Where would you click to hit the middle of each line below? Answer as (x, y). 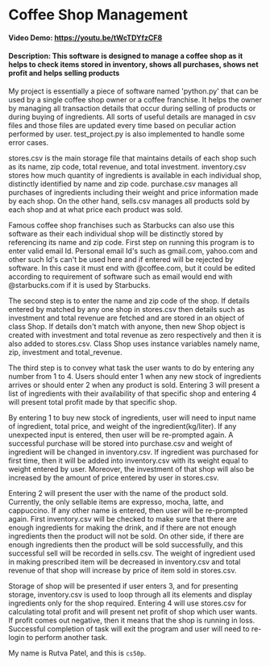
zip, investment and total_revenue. (65, 352)
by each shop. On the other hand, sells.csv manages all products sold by (129, 201)
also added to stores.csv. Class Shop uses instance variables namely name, (134, 343)
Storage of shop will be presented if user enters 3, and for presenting (123, 585)
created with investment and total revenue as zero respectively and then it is (135, 335)
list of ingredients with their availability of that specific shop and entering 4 (133, 393)
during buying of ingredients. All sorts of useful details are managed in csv (132, 117)
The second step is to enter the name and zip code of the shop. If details (129, 301)
